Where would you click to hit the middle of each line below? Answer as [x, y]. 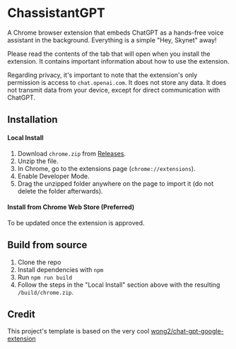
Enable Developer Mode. [53, 176]
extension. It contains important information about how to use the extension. [118, 61]
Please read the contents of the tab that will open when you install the [109, 54]
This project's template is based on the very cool [78, 331]
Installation [33, 120]
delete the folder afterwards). [60, 191]
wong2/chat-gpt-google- [187, 331]
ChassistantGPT [57, 13]
